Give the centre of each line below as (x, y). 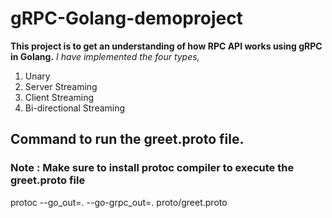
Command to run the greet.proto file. (127, 139)
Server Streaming (61, 86)
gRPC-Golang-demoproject (126, 18)
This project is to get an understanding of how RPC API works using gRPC (166, 46)
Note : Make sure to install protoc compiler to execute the (152, 168)
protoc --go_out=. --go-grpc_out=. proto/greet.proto (119, 202)
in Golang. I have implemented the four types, (105, 56)
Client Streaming (59, 97)
